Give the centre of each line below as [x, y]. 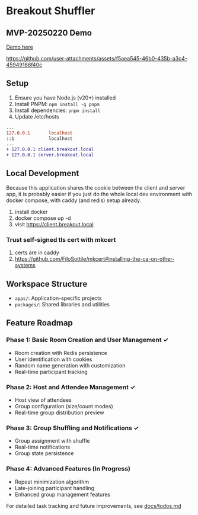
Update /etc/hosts [37, 116]
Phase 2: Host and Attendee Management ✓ [71, 387]
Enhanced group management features [63, 494]
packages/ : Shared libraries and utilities [62, 304]
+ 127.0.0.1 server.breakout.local [50, 155]
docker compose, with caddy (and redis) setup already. [74, 200]
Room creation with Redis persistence [61, 353]
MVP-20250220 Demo [49, 33]
